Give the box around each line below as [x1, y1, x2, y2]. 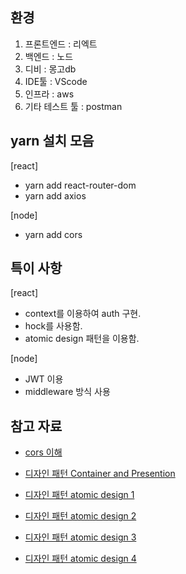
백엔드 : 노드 [24, 50, 74, 62]
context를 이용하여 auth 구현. [24, 308, 142, 320]
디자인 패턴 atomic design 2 [24, 510, 137, 522]
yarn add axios [24, 189, 87, 202]
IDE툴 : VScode [24, 75, 88, 87]
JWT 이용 [24, 373, 64, 385]
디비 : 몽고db [24, 63, 77, 75]
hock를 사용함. [24, 320, 83, 332]
